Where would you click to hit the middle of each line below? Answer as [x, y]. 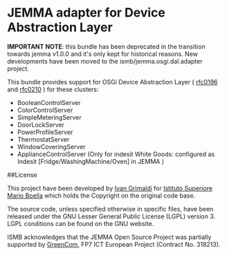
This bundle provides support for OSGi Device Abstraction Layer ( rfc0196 [112, 82]
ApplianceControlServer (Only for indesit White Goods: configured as [116, 154]
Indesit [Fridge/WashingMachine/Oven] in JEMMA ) [91, 161]
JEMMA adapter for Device [87, 13]
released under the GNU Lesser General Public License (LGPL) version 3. [111, 216]
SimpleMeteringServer [49, 117]
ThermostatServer [43, 139]
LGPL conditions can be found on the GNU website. [81, 223]
